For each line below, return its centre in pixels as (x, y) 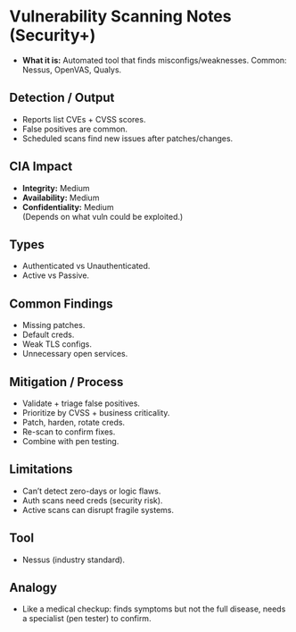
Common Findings (61, 303)
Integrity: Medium (56, 188)
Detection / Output (62, 98)
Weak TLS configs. (57, 344)
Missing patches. (53, 325)
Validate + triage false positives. (81, 403)
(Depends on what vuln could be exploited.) (103, 216)
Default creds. (48, 335)
